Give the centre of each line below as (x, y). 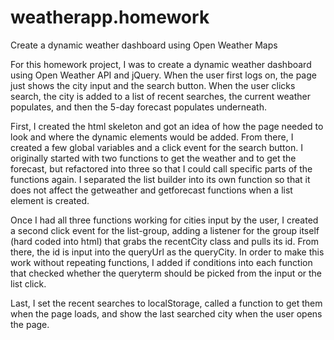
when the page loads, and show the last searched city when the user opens (166, 313)
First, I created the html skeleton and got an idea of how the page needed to (167, 126)
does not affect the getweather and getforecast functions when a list (151, 190)
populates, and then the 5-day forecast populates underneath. (139, 107)
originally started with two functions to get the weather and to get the (153, 158)
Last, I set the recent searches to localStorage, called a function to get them (166, 303)
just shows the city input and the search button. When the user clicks (153, 85)
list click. (28, 283)
